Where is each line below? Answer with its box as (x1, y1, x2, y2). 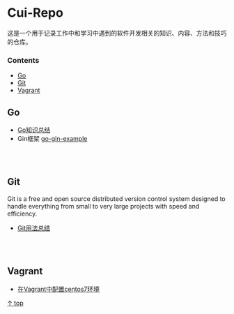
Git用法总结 (17, 223, 51, 232)
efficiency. (7, 209, 38, 218)
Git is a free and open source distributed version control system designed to (7, 194, 226, 203)
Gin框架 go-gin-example (17, 135, 88, 143)
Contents (7, 55, 40, 65)
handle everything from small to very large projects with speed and (7, 202, 200, 210)
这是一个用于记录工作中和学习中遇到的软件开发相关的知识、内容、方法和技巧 (7, 29, 227, 37)
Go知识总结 (17, 126, 51, 134)
